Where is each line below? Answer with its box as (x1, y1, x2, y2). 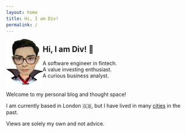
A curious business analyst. (43, 72, 109, 79)
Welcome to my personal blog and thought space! (6, 91, 126, 98)
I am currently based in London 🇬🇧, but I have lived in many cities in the (6, 103, 181, 110)
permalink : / (6, 22, 38, 28)
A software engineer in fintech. (43, 60, 117, 67)
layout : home (6, 9, 38, 15)
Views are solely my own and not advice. (6, 120, 105, 127)
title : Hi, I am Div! (6, 15, 59, 22)
